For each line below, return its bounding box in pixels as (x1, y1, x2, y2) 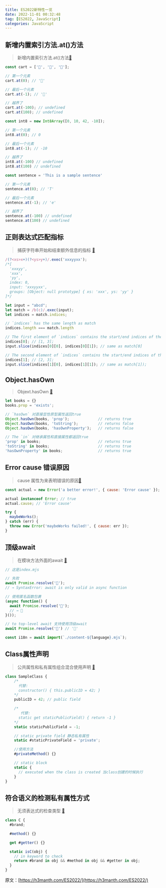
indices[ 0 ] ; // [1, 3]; (5, 339, 54, 344)
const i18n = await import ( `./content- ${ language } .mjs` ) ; (5, 635, 127, 640)
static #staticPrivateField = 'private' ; (14, 738, 100, 743)
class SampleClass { (5, 674, 48, 679)
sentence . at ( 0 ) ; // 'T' (5, 186, 54, 191)
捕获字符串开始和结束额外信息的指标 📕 (17, 247, 95, 253)
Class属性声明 (5, 650, 49, 659)
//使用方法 (14, 747, 34, 752)
